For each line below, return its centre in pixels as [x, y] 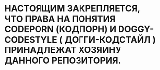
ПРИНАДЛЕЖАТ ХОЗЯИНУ [63, 50]
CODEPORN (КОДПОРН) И [60, 29]
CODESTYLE [31, 40]
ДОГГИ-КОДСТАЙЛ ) [110, 40]
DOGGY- [136, 29]
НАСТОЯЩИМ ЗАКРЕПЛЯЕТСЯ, [72, 9]
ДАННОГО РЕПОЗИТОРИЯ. [63, 60]
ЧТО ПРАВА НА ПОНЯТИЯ [60, 19]
